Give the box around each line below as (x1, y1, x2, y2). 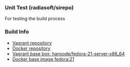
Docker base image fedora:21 (12, 56, 75, 62)
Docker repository (12, 45, 51, 51)
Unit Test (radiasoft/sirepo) (5, 4, 74, 11)
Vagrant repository (12, 40, 52, 46)
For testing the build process (5, 16, 66, 22)
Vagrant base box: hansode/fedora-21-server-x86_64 (12, 50, 125, 57)
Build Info (5, 28, 29, 36)
